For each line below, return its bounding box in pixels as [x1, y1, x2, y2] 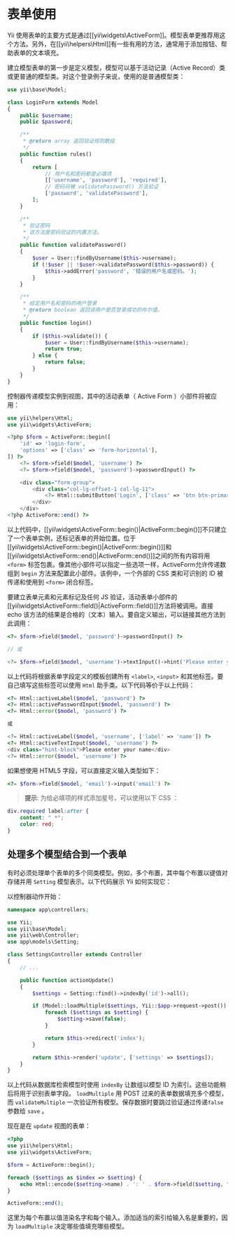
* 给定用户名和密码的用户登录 [22, 300, 97, 307]
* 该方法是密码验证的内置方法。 [22, 229, 103, 236]
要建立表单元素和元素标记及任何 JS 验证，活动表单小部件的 [7, 592, 178, 601]
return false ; [44, 359, 86, 366]
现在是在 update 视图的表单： [7, 1122, 91, 1130]
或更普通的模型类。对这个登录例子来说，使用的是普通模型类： [7, 72, 185, 81]
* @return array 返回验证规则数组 [22, 138, 115, 145]
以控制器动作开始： [7, 892, 63, 900]
